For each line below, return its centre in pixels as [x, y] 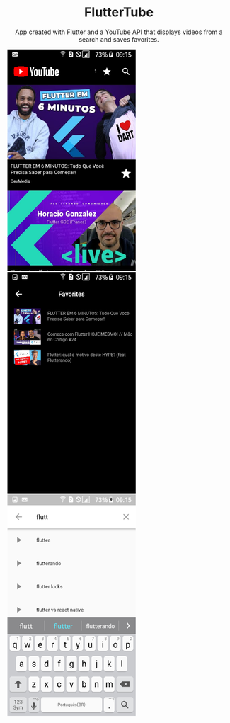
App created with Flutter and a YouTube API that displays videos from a [119, 32]
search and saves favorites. [119, 39]
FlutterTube [119, 12]
